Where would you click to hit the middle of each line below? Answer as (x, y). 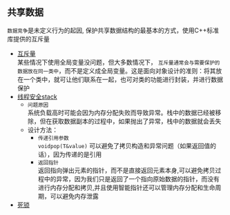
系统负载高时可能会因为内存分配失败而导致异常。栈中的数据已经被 (121, 112)
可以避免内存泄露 (74, 196)
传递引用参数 (53, 138)
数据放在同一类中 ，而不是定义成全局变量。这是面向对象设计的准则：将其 (116, 70)
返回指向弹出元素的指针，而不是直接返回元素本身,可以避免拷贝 (126, 170)
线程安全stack (37, 96)
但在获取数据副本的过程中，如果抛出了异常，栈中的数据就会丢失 (131, 121)
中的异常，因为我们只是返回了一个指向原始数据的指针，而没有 (132, 178)
